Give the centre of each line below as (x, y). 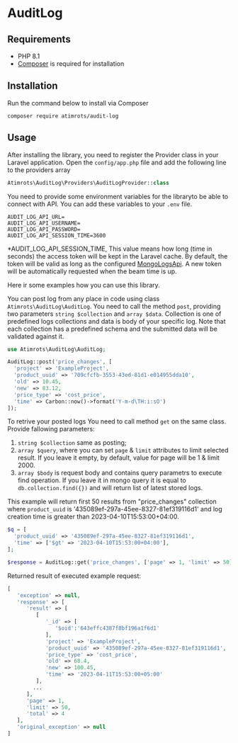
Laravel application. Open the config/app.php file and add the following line (117, 162)
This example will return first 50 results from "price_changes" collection (112, 501)
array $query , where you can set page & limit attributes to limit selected (123, 450)
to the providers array (39, 170)
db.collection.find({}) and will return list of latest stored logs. (110, 488)
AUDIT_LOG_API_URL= (36, 217)
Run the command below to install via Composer (78, 103)
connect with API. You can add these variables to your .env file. (100, 204)
